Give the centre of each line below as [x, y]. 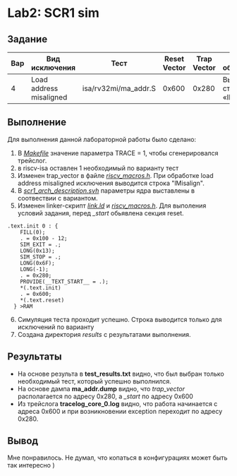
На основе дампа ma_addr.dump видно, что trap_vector [101, 388]
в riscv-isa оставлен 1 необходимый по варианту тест [98, 168]
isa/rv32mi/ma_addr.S [119, 88]
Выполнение [37, 123]
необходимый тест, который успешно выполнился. [94, 381]
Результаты [35, 357]
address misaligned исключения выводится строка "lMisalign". [111, 183]
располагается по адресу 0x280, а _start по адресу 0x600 [105, 396]
